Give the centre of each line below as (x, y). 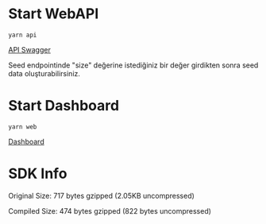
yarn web (23, 127)
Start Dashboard (64, 106)
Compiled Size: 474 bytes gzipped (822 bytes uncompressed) (110, 210)
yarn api (23, 35)
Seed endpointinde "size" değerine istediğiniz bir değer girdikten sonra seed (133, 65)
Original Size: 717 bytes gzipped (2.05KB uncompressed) (101, 195)
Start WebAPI (54, 14)
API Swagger (30, 49)
